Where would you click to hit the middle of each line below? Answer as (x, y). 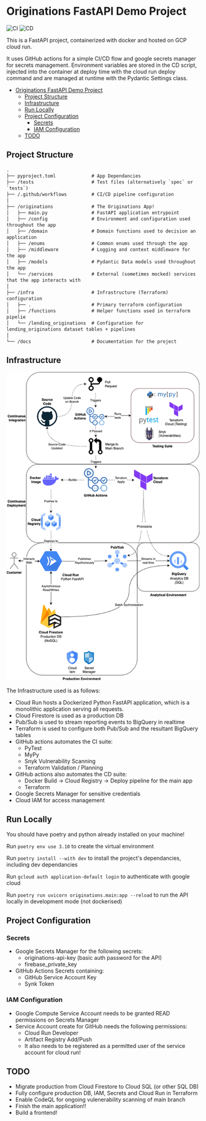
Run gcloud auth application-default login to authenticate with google (98, 876)
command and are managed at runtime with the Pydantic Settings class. (97, 78)
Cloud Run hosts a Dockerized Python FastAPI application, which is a (102, 702)
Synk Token (39, 984)
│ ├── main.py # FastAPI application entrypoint (93, 213)
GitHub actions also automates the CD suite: (71, 774)
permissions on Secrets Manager (57, 1020)
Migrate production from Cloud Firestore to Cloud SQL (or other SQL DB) (107, 1086)
